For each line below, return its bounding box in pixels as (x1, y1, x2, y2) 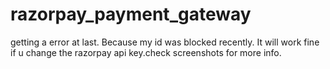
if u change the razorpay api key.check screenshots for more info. (10, 46, 282, 58)
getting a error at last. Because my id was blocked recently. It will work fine (10, 36, 320, 48)
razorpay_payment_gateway (10, 3, 252, 26)
